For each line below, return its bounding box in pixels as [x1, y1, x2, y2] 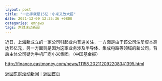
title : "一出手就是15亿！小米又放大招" [5, 12, 76, 16]
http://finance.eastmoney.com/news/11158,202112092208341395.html [5, 61, 144, 67]
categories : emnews [5, 20, 44, 26]
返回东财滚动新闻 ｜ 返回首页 [5, 71, 60, 77]
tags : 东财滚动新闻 [5, 25, 40, 30]
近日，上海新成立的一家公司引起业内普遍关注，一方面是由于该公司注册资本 [5, 39, 153, 45]
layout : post [5, 7, 31, 12]
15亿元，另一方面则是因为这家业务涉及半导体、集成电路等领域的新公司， [9, 45, 153, 51]
